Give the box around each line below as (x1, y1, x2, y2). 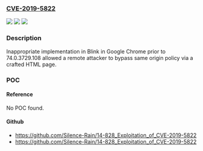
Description (6, 34, 42, 42)
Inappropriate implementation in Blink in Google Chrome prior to (6, 47, 166, 55)
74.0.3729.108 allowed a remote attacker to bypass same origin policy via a (6, 54, 193, 61)
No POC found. (6, 104, 44, 112)
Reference (6, 91, 33, 98)
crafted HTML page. (6, 61, 57, 68)
